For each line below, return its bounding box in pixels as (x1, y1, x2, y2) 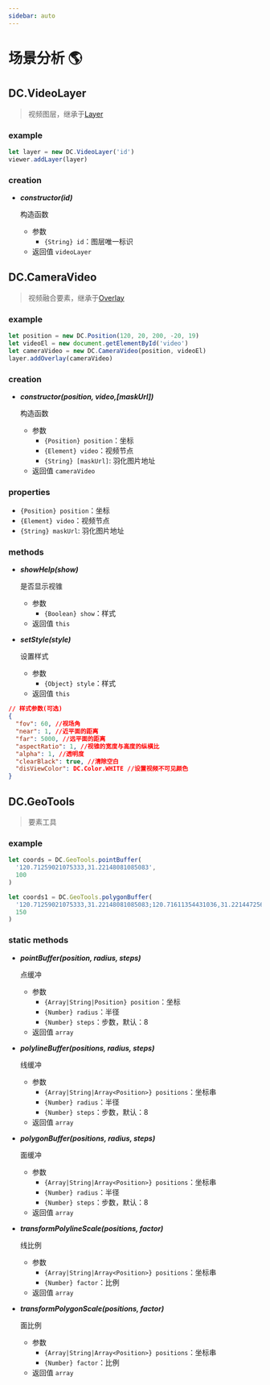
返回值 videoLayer (31, 247, 92, 256)
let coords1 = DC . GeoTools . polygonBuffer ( (8, 892, 153, 901)
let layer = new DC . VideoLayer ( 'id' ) (8, 148, 135, 156)
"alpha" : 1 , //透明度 (15, 750, 84, 758)
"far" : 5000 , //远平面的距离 (15, 734, 106, 742)
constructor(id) (19, 193, 73, 202)
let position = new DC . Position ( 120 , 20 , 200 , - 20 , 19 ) (8, 332, 199, 340)
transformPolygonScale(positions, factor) (19, 1304, 165, 1313)
